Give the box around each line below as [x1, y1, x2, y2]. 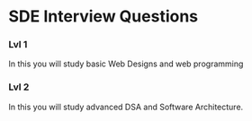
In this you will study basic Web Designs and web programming [8, 58, 244, 69]
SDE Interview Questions [8, 6, 199, 27]
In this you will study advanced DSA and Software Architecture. [8, 101, 244, 112]
